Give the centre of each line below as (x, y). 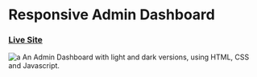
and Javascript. (34, 66)
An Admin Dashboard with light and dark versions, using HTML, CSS (136, 57)
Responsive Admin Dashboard (112, 15)
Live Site (25, 40)
